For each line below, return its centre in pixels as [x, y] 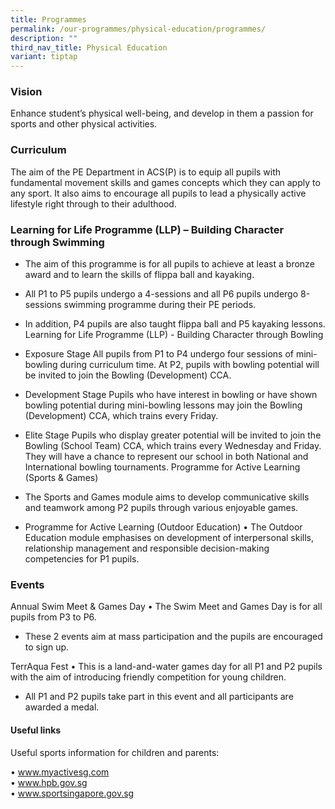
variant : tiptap [44, 57]
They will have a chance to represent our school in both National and [166, 457]
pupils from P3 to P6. [53, 617]
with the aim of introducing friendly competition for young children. [148, 677]
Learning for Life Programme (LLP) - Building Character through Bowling [174, 335]
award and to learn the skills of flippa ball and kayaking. [139, 275]
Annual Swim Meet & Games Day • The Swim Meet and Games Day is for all [166, 607]
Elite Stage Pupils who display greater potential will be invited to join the [173, 435]
